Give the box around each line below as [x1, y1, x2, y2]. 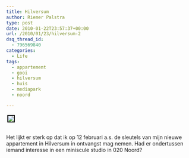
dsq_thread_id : [6, 36, 44, 42]
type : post [6, 20, 33, 26]
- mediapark [11, 86, 42, 92]
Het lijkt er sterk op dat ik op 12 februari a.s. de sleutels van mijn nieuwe [6, 134, 182, 141]
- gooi [11, 70, 28, 76]
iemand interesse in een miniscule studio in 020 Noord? [6, 146, 143, 153]
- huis [11, 81, 28, 87]
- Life [11, 53, 28, 59]
